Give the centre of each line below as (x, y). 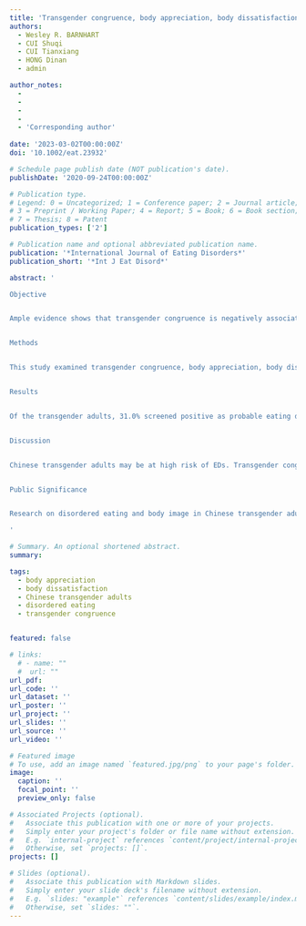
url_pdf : (26, 680)
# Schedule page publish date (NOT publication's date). (120, 169)
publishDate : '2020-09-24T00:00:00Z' (81, 178)
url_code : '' (34, 688)
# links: (26, 655)
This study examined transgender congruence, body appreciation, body (146, 368)
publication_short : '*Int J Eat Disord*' (89, 261)
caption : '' (41, 781)
